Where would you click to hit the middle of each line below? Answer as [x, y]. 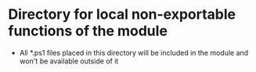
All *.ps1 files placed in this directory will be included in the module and [134, 52]
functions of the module [88, 31]
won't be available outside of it [69, 61]
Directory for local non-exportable [122, 14]
